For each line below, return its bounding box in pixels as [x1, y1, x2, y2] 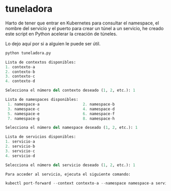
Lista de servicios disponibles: [5, 134, 76, 140]
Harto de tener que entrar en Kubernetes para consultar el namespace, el [5, 20, 159, 26]
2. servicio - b [5, 144, 36, 149]
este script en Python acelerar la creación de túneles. [5, 31, 118, 37]
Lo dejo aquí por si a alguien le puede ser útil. [5, 40, 101, 46]
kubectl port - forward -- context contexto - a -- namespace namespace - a [5, 181, 154, 186]
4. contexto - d [5, 78, 36, 84]
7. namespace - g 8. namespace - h [7, 116, 115, 121]
